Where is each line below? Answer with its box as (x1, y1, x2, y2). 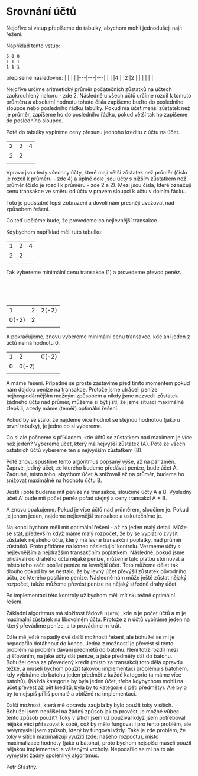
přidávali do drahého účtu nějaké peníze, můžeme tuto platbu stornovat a (6, 555, 184, 562)
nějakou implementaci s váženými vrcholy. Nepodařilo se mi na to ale (6, 745, 174, 752)
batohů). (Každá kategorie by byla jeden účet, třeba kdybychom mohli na (6, 677, 184, 684)
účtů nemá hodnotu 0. (6, 339, 60, 346)
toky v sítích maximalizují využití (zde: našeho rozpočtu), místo (6, 733, 159, 740)
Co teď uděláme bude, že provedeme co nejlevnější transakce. (6, 216, 159, 224)
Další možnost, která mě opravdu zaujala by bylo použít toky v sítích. (6, 701, 173, 709)
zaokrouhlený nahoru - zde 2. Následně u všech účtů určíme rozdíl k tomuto (6, 92, 191, 99)
